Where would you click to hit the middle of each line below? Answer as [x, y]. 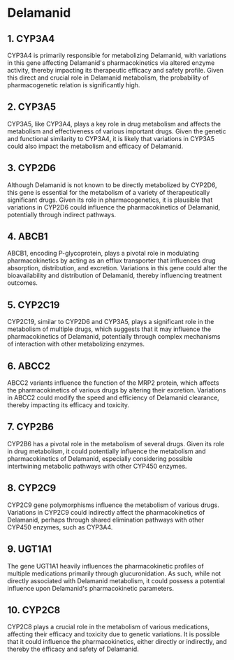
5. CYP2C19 [34, 305]
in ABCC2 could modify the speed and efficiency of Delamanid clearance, [114, 398]
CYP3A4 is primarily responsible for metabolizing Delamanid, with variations [117, 55]
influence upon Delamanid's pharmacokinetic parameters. [91, 588]
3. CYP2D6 [31, 168]
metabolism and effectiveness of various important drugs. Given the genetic [117, 131]
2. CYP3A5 [32, 107]
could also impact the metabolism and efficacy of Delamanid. [95, 146]
